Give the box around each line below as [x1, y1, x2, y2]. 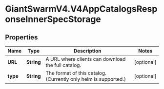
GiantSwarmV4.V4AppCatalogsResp [5, 3, 158, 15]
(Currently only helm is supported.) [45, 76, 126, 82]
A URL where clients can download [45, 56, 126, 62]
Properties [5, 33, 38, 41]
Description [73, 48, 102, 54]
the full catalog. [45, 62, 82, 69]
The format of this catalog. [45, 70, 106, 76]
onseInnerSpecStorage [5, 14, 102, 25]
